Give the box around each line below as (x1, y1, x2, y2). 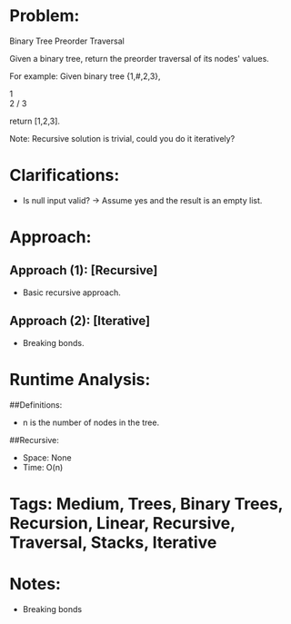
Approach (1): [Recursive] (9, 262, 158, 278)
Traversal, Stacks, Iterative (9, 532, 217, 552)
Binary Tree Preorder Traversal (9, 35, 125, 46)
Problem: (9, 5, 80, 26)
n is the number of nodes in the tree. (22, 417, 160, 428)
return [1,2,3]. (9, 115, 61, 126)
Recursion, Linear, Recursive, (9, 512, 236, 533)
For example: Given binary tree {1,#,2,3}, (9, 70, 161, 82)
